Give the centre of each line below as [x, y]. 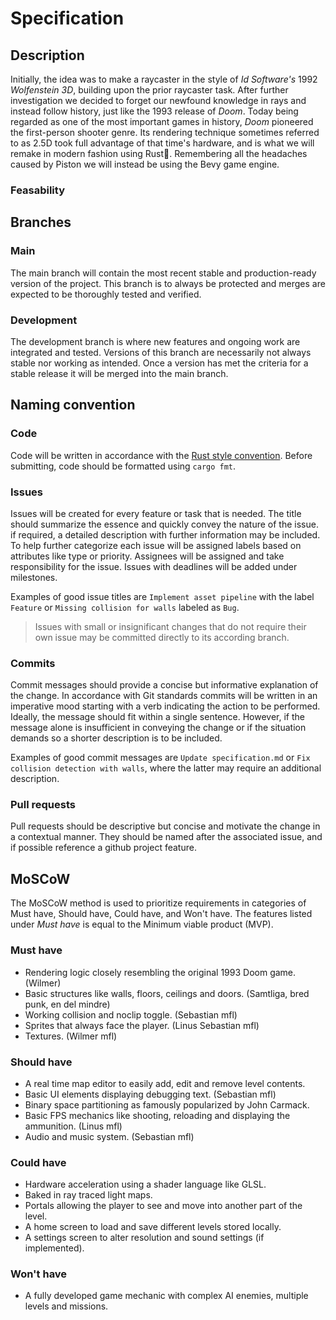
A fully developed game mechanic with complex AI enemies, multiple [166, 1296]
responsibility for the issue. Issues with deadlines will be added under [154, 566]
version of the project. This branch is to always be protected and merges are [168, 283]
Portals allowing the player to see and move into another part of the [163, 1206]
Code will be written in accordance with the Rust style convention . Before [161, 455]
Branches [41, 222]
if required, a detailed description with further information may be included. [165, 534]
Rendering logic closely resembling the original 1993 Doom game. [160, 972]
